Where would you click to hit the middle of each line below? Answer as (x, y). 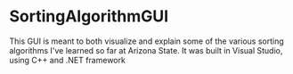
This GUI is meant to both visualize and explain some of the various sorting (146, 41)
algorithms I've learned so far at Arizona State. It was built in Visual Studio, (146, 50)
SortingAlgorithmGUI (89, 16)
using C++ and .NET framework (68, 60)
